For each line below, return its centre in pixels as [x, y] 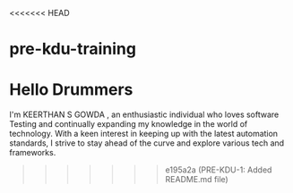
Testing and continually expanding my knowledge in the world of [129, 124]
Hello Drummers [71, 90]
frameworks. [33, 153]
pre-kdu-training [73, 49]
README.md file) [197, 180]
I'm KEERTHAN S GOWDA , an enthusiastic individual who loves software [144, 114]
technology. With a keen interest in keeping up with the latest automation [144, 134]
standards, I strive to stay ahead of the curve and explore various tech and [147, 143]
